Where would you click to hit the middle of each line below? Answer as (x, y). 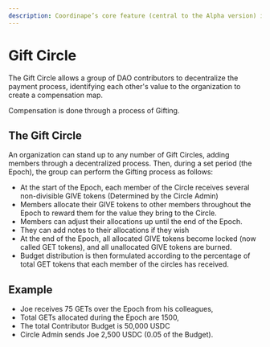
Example (31, 290)
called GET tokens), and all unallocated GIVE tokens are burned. (126, 247)
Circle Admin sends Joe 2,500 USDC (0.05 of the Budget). (117, 335)
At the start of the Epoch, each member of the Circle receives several (135, 188)
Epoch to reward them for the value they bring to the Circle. (118, 213)
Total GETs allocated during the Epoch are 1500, (99, 317)
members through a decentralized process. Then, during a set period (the (130, 163)
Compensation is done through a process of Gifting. (94, 110)
